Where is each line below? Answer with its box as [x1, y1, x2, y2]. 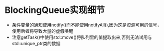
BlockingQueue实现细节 [4, 4, 105, 16]
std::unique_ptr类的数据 [11, 40, 61, 46]
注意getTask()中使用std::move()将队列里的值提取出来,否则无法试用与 [11, 34, 153, 40]
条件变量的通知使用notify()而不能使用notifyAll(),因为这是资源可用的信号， [11, 22, 162, 28]
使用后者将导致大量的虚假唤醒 [11, 28, 73, 34]
